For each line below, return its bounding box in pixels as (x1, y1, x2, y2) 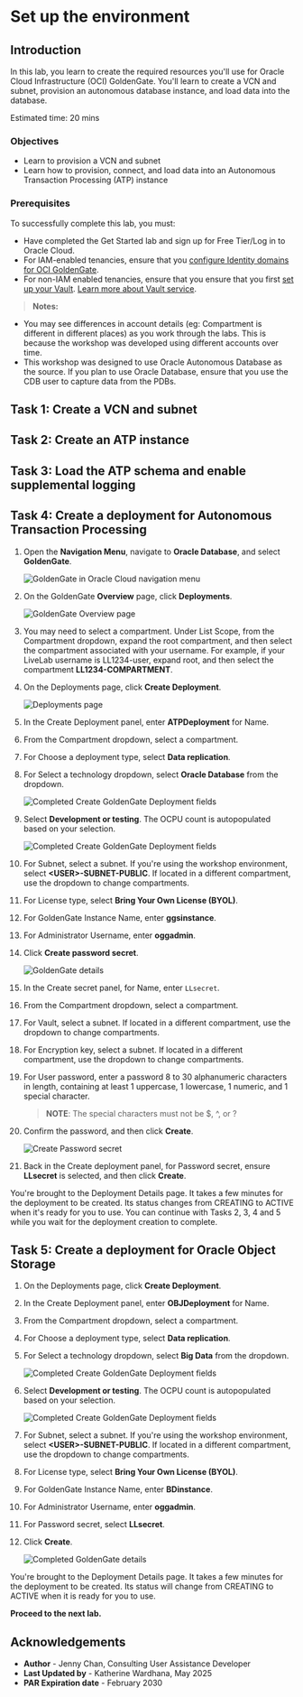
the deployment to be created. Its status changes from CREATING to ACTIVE (10, 1197, 294, 1208)
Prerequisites (10, 197, 70, 209)
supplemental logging (10, 477, 136, 493)
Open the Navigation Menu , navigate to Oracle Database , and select (23, 546, 280, 557)
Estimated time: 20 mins (10, 113, 100, 123)
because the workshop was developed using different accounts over (23, 337, 279, 348)
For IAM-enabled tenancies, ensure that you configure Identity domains (23, 255, 289, 265)
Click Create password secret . (23, 947, 139, 958)
